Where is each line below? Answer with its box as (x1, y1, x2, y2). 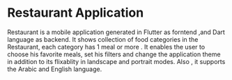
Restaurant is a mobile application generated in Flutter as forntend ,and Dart (7, 28, 225, 36)
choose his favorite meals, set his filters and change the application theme (7, 50, 221, 58)
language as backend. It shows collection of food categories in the (7, 35, 199, 43)
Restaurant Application (7, 5, 144, 21)
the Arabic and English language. (7, 65, 102, 73)
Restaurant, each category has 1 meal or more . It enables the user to (7, 42, 206, 51)
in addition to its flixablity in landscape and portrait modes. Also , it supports (7, 57, 226, 65)
